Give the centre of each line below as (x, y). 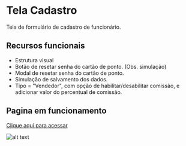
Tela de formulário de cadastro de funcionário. (64, 27)
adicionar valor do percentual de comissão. (68, 92)
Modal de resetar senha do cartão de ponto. (69, 73)
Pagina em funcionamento (56, 111)
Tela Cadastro (42, 10)
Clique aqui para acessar (37, 125)
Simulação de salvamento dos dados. (61, 79)
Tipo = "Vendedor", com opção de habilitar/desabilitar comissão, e (97, 86)
